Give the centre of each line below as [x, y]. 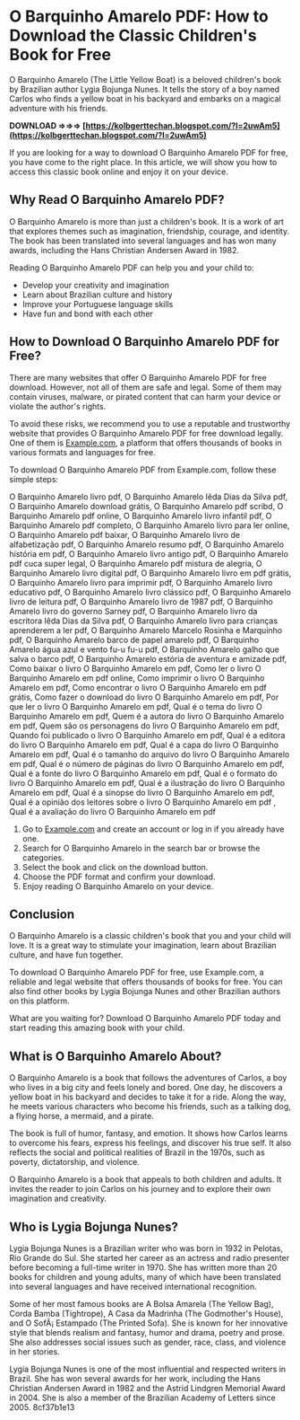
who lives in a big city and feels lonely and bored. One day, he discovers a [146, 1088]
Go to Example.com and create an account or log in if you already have [153, 829]
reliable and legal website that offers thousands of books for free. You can [146, 982]
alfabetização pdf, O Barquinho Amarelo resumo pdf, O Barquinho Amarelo [147, 544]
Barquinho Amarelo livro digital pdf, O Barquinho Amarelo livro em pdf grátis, [150, 573]
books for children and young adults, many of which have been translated [145, 1277]
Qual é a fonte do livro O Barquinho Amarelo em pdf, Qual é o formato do [143, 773]
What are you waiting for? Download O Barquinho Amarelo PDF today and [145, 1019]
